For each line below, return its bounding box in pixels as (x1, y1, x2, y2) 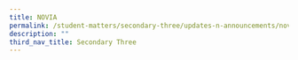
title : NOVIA (9, 12, 58, 22)
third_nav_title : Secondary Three (9, 37, 137, 47)
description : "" (9, 29, 69, 38)
